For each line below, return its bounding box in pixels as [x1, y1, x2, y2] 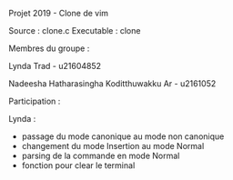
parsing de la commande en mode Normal [21, 150, 180, 161]
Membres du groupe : [8, 43, 90, 54]
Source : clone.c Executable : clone [8, 25, 141, 35]
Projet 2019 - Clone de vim [8, 8, 109, 18]
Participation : [8, 95, 61, 106]
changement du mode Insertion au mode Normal [21, 141, 205, 151]
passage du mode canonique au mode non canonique [21, 131, 225, 142]
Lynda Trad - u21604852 [8, 61, 102, 71]
